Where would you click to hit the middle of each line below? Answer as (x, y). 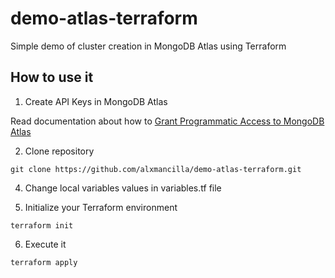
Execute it (45, 244)
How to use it (52, 77)
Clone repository (59, 151)
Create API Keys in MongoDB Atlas (96, 101)
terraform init (42, 225)
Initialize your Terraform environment (101, 207)
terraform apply (44, 262)
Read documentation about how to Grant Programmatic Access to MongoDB (167, 121)
